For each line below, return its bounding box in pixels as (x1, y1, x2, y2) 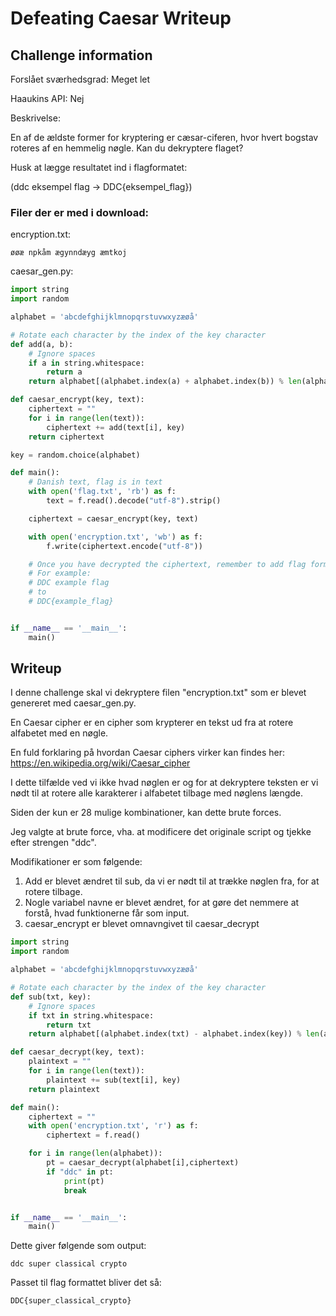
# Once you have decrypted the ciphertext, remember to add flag (28, 559, 307, 569)
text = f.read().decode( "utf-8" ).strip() (46, 496, 222, 506)
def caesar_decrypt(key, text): (10, 1047, 145, 1057)
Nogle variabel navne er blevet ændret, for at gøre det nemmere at (24, 897, 300, 909)
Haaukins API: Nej (10, 93, 85, 104)
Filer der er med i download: (10, 205, 149, 219)
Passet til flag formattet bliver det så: (10, 1277, 162, 1289)
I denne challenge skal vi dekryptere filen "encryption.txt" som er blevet (10, 687, 307, 699)
